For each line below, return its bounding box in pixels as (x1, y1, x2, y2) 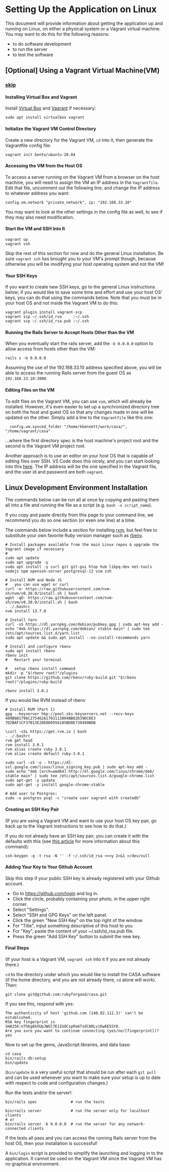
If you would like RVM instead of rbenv (5, 697, 86, 703)
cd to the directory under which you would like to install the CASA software (5, 972, 160, 978)
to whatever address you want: (5, 190, 70, 196)
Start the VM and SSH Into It (5, 226, 66, 232)
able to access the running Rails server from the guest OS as (5, 370, 132, 376)
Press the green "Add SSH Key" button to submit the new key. (12, 933, 141, 939)
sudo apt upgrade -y (5, 560, 49, 565)
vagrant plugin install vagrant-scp (5, 310, 82, 315)
